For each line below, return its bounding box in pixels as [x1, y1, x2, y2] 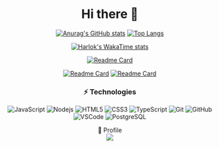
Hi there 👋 [81, 6, 139, 22]
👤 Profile [97, 126, 122, 134]
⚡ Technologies [83, 86, 137, 96]
